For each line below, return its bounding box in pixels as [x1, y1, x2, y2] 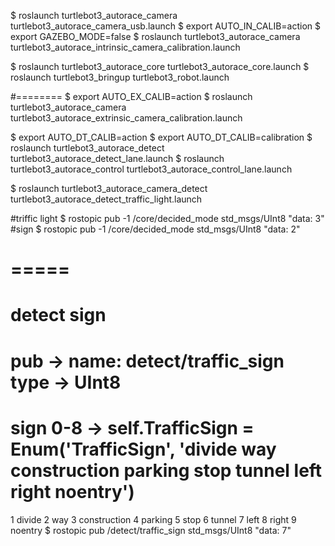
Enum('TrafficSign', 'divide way [10, 438, 277, 460]
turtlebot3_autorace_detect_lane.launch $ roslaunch [10, 153, 225, 164]
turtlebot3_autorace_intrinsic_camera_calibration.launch [10, 41, 241, 53]
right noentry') [10, 480, 135, 503]
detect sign [10, 304, 107, 327]
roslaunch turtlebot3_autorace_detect [10, 142, 165, 154]
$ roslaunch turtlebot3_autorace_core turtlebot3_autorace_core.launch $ [10, 61, 310, 72]
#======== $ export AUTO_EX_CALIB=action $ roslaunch [10, 91, 253, 102]
